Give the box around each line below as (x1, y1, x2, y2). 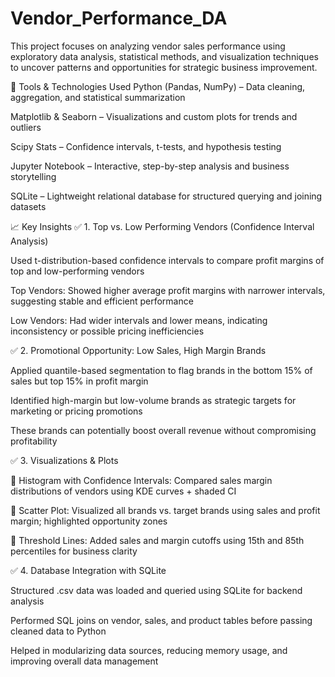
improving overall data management (10, 655, 159, 667)
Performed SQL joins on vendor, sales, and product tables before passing (10, 614, 313, 626)
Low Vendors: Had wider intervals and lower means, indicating (10, 314, 268, 326)
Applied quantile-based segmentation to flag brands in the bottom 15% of (10, 364, 313, 376)
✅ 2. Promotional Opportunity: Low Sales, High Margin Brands (10, 344, 267, 356)
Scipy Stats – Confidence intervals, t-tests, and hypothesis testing (10, 140, 282, 152)
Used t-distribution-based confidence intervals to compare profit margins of (10, 254, 325, 266)
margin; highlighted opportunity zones (10, 515, 168, 527)
